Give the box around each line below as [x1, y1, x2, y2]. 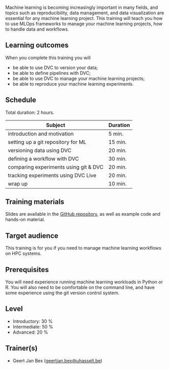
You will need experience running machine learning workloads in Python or [5, 279, 163, 285]
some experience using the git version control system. [5, 290, 119, 296]
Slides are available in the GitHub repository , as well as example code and [5, 211, 161, 217]
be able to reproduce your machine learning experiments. [12, 80, 134, 87]
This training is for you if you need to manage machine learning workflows [5, 245, 162, 251]
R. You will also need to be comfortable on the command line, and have [5, 284, 155, 291]
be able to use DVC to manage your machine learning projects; [12, 75, 145, 81]
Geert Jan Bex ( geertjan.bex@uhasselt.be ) [12, 357, 103, 363]
